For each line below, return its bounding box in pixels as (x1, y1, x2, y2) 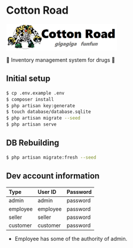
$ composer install (6, 96, 54, 102)
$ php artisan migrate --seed (6, 115, 81, 121)
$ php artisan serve (6, 121, 57, 128)
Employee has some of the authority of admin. (14, 235, 128, 242)
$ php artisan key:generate (6, 102, 76, 109)
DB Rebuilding (6, 138, 60, 148)
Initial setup (6, 74, 51, 84)
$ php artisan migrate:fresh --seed (6, 154, 96, 161)
